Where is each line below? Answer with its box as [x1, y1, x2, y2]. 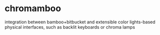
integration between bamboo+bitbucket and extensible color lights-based [4, 19, 156, 25]
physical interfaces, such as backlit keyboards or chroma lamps [4, 24, 135, 30]
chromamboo [4, 3, 62, 14]
